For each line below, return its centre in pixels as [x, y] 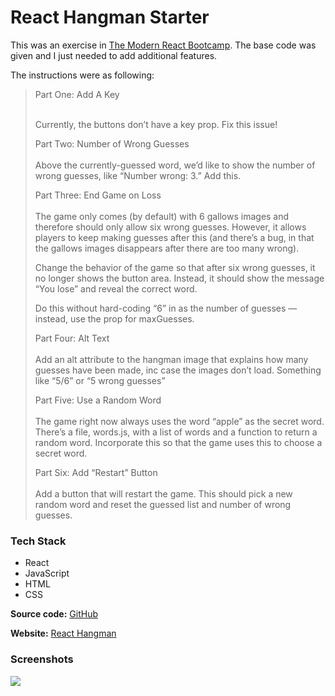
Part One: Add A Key [77, 94]
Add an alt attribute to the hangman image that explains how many [171, 359]
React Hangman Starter [110, 17]
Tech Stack [38, 541]
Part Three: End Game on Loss [98, 195]
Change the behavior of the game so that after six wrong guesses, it [175, 267]
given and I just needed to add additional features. [114, 55]
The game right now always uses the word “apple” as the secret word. [179, 421]
